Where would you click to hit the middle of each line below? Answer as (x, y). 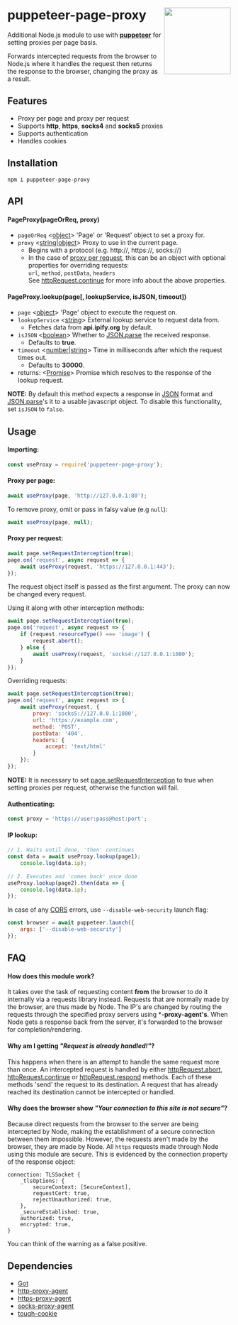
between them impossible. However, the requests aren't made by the (108, 1139)
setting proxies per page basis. (52, 42)
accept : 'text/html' (75, 747)
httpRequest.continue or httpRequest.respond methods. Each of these (110, 1076)
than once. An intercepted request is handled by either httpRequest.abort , (115, 1069)
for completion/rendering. (45, 1030)
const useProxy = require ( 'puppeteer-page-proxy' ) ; (85, 464)
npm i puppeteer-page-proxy (49, 180)
